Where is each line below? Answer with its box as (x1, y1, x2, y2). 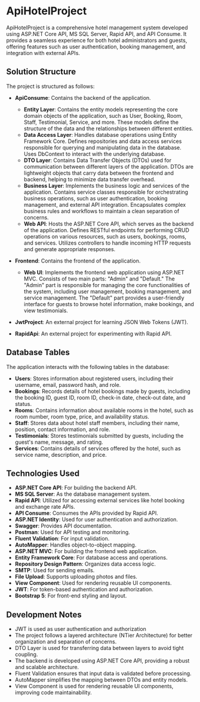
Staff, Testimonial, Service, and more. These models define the (23, 118, 179, 126)
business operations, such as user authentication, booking (23, 194, 168, 202)
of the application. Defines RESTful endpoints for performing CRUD (23, 226, 190, 234)
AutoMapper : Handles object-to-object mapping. (14, 541, 137, 548)
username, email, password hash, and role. (14, 381, 121, 388)
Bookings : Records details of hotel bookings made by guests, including (14, 387, 191, 395)
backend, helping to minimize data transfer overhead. (23, 175, 156, 183)
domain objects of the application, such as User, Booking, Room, (23, 112, 183, 119)
